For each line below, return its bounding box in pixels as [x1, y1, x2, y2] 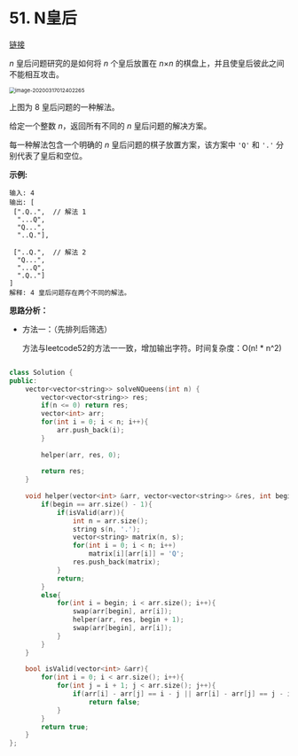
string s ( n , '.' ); [72, 525, 141, 534]
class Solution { [9, 368, 74, 377]
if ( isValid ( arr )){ [56, 508, 125, 517]
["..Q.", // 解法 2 [12, 247, 87, 257]
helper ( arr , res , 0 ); [41, 450, 122, 459]
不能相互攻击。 [9, 68, 64, 80]
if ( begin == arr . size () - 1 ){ [41, 500, 153, 509]
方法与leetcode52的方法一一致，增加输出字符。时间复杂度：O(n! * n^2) [21, 342, 282, 353]
